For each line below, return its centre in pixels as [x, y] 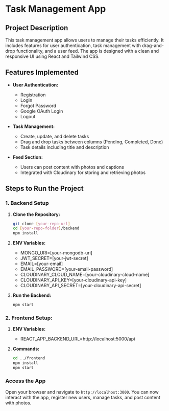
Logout [28, 116]
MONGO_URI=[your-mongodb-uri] [56, 253]
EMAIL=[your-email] [41, 264]
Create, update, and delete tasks [55, 136]
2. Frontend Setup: [29, 318]
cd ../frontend [29, 358]
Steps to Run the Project [45, 189]
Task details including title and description [65, 147]
